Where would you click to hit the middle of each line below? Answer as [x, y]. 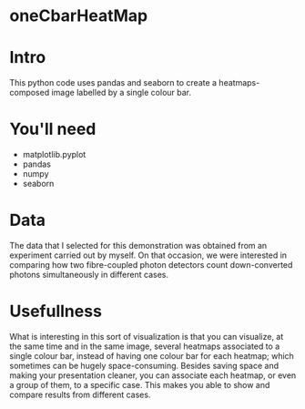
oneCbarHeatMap [79, 16]
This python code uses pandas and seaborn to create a [113, 83]
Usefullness [56, 312]
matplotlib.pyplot [54, 155]
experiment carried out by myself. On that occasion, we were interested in [148, 255]
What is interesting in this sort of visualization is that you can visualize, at [147, 336]
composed [30, 93]
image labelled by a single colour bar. [122, 93]
